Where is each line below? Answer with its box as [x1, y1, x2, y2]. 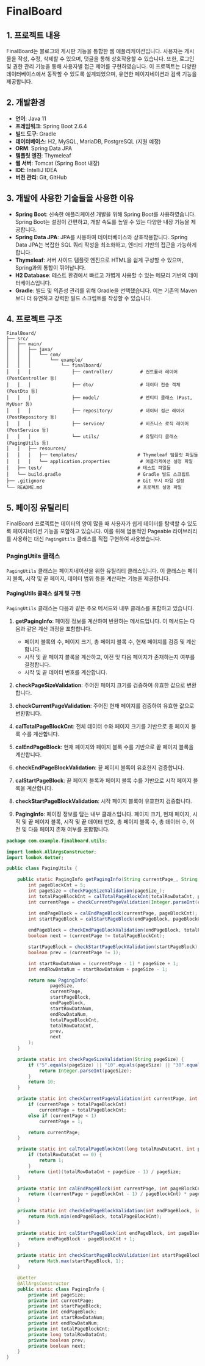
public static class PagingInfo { [17, 1286, 105, 1292]
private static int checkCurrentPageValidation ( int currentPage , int [17, 1096, 198, 1102]
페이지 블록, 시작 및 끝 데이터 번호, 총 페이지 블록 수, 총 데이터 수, [34, 818, 189, 825]
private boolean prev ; [28, 1337, 86, 1343]
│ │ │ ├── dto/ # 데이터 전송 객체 [6, 382, 181, 388]
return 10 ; [28, 1079, 56, 1085]
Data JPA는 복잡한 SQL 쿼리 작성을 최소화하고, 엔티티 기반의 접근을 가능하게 [15, 241, 197, 248]
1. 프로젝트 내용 [6, 30, 61, 40]
